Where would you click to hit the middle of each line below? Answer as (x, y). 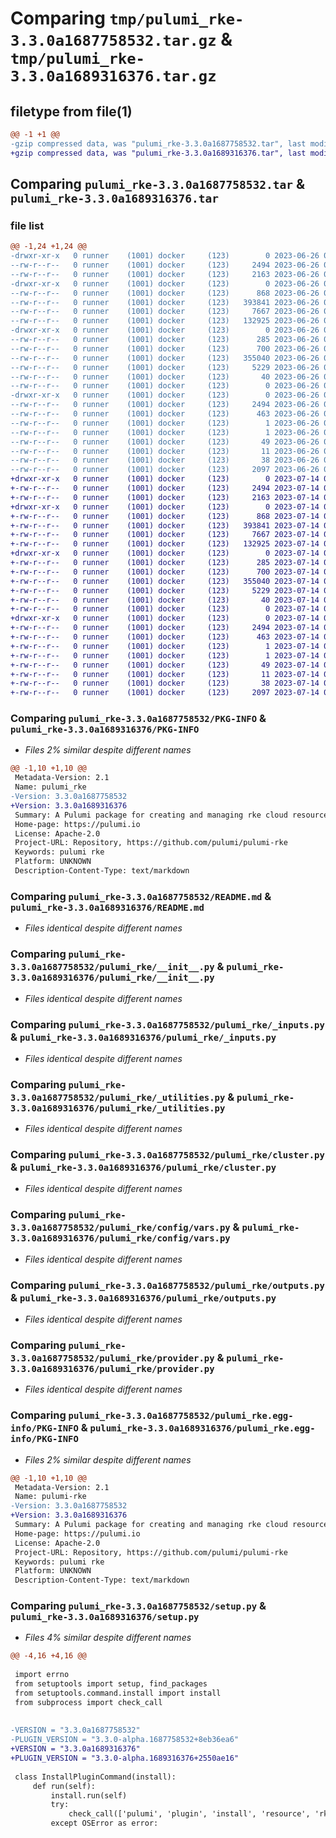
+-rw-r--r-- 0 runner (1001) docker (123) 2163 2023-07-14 (165, 497)
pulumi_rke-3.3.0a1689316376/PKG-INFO (105, 730)
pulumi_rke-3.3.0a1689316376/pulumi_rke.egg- (202, 1428)
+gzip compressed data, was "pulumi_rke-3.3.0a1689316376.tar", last (158, 153)
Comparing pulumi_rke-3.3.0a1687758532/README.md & (141, 896)
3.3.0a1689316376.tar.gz (113, 76)
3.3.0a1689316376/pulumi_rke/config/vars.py (120, 1238)
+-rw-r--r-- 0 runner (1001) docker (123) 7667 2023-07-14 (165, 535)
